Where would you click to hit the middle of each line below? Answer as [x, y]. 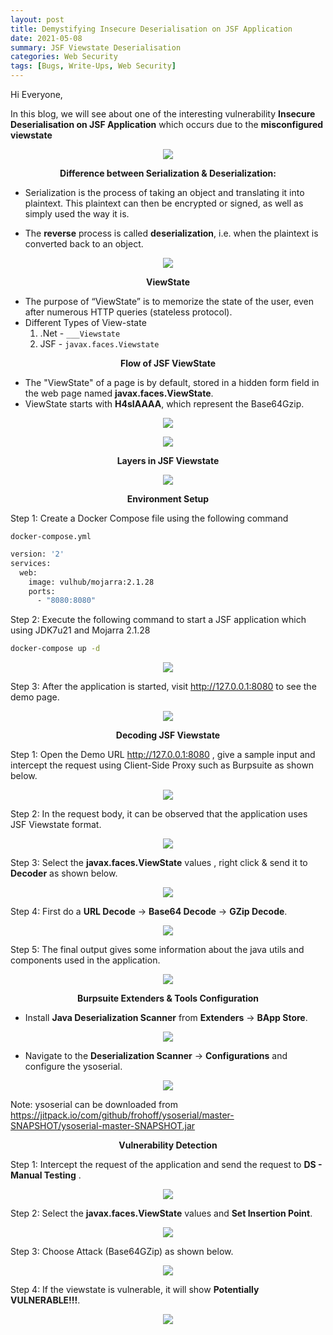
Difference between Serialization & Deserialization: [168, 173]
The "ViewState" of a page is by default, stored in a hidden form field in [172, 382]
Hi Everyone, [36, 94]
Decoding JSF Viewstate [168, 735]
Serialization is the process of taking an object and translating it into [164, 192]
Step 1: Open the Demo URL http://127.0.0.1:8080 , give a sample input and [163, 755]
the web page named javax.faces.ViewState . [119, 393]
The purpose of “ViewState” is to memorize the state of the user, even [169, 301]
